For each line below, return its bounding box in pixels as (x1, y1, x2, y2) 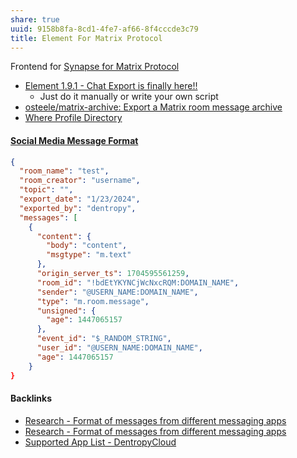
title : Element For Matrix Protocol (10, 33, 163, 43)
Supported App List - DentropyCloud (24, 436, 177, 448)
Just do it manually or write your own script (39, 91, 219, 103)
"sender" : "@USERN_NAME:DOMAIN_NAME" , (36, 287, 199, 297)
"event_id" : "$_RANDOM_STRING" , (36, 334, 172, 344)
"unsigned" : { (36, 306, 97, 316)
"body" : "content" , (46, 241, 128, 251)
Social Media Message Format (10, 134, 139, 146)
